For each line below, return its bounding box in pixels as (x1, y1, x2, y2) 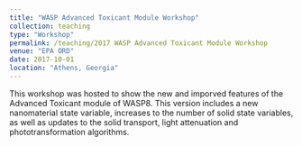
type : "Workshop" (9, 30, 75, 39)
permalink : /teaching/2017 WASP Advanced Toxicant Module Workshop (9, 38, 269, 48)
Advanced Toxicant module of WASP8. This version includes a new (9, 97, 259, 108)
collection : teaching (9, 22, 91, 31)
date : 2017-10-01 (9, 55, 75, 64)
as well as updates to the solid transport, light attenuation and (9, 116, 239, 127)
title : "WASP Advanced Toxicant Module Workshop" (9, 13, 200, 23)
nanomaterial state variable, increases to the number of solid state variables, (9, 107, 294, 118)
